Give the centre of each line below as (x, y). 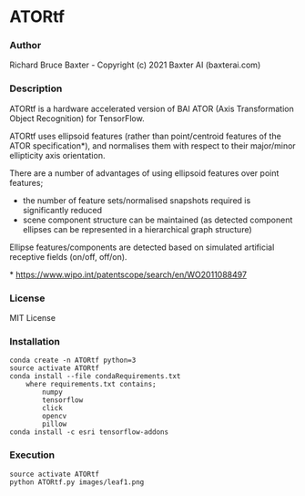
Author (25, 46)
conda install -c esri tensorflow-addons (89, 432)
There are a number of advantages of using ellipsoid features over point (144, 173)
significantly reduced (62, 210)
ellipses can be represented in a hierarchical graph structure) (137, 229)
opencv (55, 417)
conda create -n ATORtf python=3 (73, 361)
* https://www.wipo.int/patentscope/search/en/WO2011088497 (128, 274)
